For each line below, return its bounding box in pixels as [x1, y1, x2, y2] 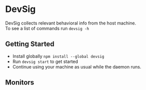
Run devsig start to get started [12, 58, 78, 64]
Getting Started [5, 40, 55, 48]
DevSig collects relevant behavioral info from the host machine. [5, 20, 136, 26]
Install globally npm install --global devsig [12, 53, 104, 59]
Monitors [5, 78, 34, 87]
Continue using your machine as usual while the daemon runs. [12, 63, 141, 69]
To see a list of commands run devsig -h [5, 25, 89, 31]
